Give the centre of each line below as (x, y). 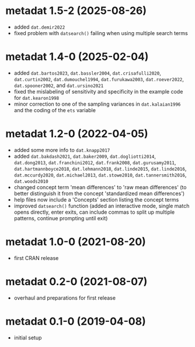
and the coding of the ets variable (55, 110)
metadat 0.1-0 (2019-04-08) (76, 321)
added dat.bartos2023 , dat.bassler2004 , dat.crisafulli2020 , (87, 73)
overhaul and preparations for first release (65, 298)
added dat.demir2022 (39, 27)
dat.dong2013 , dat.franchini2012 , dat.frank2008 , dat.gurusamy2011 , (95, 162)
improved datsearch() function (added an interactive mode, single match (102, 206)
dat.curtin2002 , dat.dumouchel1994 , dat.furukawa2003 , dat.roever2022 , (99, 79)
